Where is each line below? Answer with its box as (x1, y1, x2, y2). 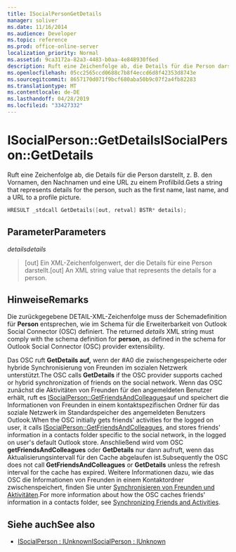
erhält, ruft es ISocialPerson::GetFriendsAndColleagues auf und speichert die (7, 394, 229, 402)
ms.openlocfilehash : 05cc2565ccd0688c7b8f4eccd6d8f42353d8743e (7, 69, 197, 76)
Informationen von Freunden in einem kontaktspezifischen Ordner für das (7, 401, 220, 409)
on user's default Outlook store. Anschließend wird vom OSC (7, 438, 184, 447)
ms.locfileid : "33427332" (7, 102, 83, 109)
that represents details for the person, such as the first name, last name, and (7, 185, 229, 194)
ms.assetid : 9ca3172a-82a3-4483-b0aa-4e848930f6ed (7, 56, 159, 63)
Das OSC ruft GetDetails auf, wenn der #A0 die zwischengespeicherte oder (7, 356, 227, 365)
